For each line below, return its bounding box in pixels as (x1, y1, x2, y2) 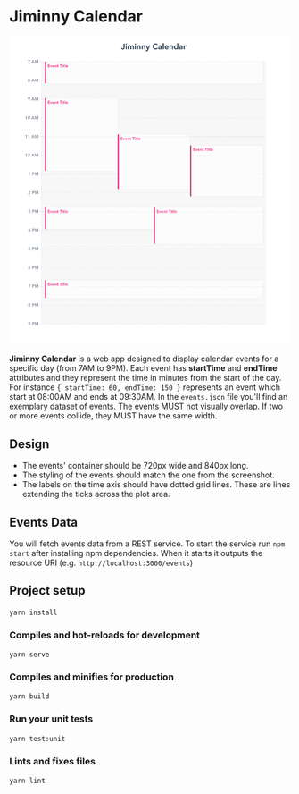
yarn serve (9, 650, 50, 659)
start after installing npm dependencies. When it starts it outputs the (9, 547, 263, 558)
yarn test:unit (9, 734, 66, 743)
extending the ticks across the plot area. (21, 489, 171, 500)
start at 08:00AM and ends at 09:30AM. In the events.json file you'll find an (9, 392, 288, 402)
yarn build (9, 692, 50, 701)
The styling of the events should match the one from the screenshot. (21, 469, 275, 480)
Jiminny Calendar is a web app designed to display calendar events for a (9, 353, 279, 364)
